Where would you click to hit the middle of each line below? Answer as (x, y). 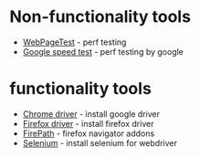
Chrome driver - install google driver (91, 114)
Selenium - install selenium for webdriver (100, 142)
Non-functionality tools (100, 17)
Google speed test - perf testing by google (103, 51)
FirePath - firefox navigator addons (89, 133)
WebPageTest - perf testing (74, 42)
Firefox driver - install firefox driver (88, 123)
